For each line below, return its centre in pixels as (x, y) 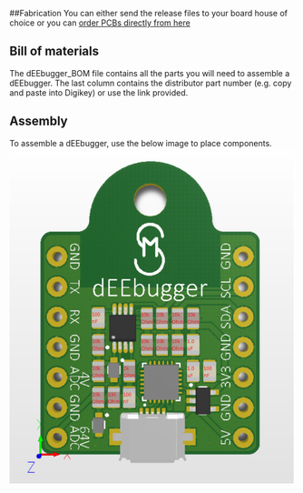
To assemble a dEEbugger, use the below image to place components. (141, 143)
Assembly (39, 121)
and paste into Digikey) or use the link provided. (99, 92)
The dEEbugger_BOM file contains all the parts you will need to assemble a (150, 73)
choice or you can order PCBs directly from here (100, 23)
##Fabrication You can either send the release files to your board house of (149, 13)
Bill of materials (54, 51)
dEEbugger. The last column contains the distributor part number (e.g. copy (151, 83)
